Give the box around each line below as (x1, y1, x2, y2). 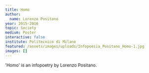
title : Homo (5, 7, 30, 12)
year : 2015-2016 (5, 21, 38, 26)
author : (5, 12, 21, 17)
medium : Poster (5, 30, 37, 35)
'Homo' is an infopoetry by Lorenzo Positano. (5, 62, 97, 68)
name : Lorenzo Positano (9, 16, 58, 21)
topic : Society (5, 26, 37, 31)
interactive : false (5, 35, 45, 40)
